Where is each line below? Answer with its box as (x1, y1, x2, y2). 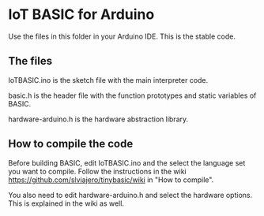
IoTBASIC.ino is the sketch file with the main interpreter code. (8, 75, 209, 84)
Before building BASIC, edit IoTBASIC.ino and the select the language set (8, 158, 246, 167)
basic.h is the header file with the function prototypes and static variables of (8, 91, 257, 100)
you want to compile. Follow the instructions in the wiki (8, 166, 187, 176)
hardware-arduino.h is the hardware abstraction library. (8, 114, 189, 124)
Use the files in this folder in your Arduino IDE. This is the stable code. (8, 32, 236, 41)
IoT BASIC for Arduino (8, 6, 155, 24)
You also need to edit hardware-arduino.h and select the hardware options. (8, 190, 253, 199)
